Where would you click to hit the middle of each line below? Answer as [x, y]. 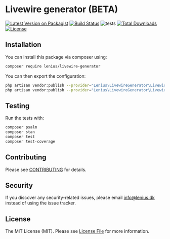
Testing [17, 106]
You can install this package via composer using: [56, 57]
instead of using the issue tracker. [40, 203]
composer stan [20, 132]
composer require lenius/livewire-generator [53, 66]
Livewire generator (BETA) [62, 9]
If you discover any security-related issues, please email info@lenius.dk [80, 198]
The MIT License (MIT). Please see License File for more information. [77, 231]
